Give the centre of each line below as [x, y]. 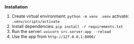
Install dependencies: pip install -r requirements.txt [67, 26]
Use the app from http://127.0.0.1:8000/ [53, 36]
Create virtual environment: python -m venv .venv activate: [70, 16]
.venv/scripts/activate [36, 22]
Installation [16, 7]
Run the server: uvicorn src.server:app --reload [61, 31]
